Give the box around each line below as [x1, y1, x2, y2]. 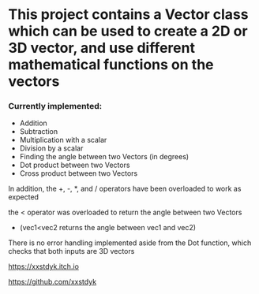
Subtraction [19, 127, 58, 136]
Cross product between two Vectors [19, 169, 138, 178]
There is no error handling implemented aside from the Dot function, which [8, 238, 252, 247]
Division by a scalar [19, 143, 84, 153]
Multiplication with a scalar [19, 136, 107, 145]
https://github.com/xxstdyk [8, 277, 97, 287]
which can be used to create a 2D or [8, 22, 248, 40]
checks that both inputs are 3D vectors [8, 247, 135, 256]
